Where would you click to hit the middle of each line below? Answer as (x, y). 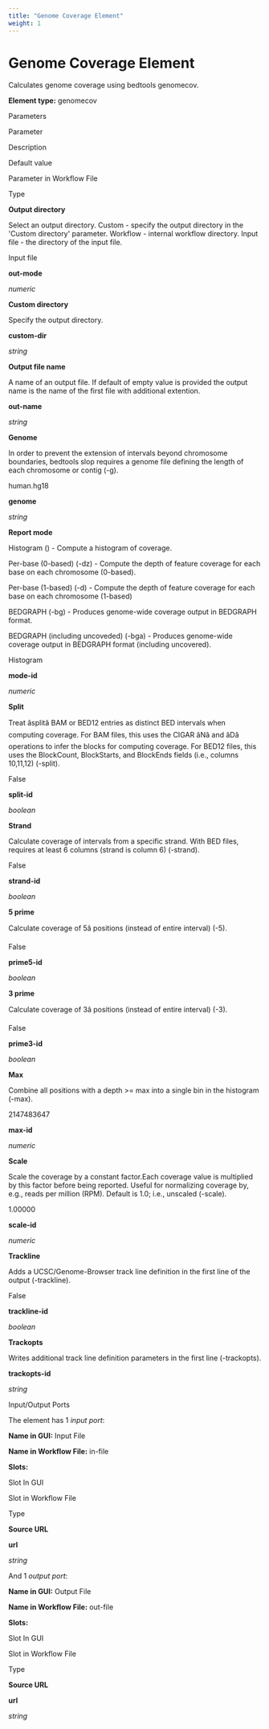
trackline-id (28, 1311)
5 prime (21, 912)
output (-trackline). (39, 1280)
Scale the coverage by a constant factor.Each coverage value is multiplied (130, 1177)
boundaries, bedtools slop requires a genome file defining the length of (126, 462)
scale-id (22, 1225)
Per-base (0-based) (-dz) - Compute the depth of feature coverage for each (134, 564)
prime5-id (25, 963)
